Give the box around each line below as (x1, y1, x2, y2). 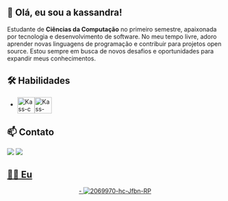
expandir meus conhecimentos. (7, 54, 96, 62)
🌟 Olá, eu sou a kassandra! (7, 7, 123, 19)
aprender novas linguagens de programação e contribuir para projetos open (7, 39, 222, 48)
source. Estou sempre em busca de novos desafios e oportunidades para (7, 47, 214, 55)
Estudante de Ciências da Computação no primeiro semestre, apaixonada (7, 25, 217, 33)
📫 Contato (7, 126, 55, 138)
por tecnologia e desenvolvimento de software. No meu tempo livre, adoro (7, 32, 217, 40)
